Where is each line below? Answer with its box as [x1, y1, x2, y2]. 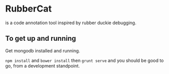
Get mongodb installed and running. [5, 47, 80, 53]
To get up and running [5, 34, 76, 43]
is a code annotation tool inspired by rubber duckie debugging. [5, 20, 137, 26]
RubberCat [5, 3, 52, 15]
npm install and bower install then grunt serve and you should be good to [5, 57, 164, 63]
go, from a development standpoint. [5, 62, 80, 68]
